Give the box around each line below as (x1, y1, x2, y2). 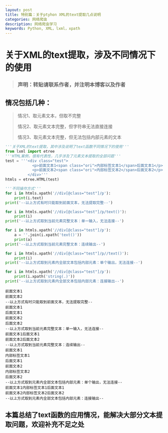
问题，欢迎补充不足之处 (12, 420, 84, 429)
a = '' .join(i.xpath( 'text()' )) (14, 232, 82, 237)
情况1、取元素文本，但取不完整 (17, 113, 81, 119)
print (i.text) (14, 195, 44, 201)
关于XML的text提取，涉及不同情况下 (5, 49, 156, 61)
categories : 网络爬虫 (5, 17, 48, 22)
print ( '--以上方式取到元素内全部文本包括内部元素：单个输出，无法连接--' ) (5, 260, 143, 265)
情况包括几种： (5, 98, 52, 107)
